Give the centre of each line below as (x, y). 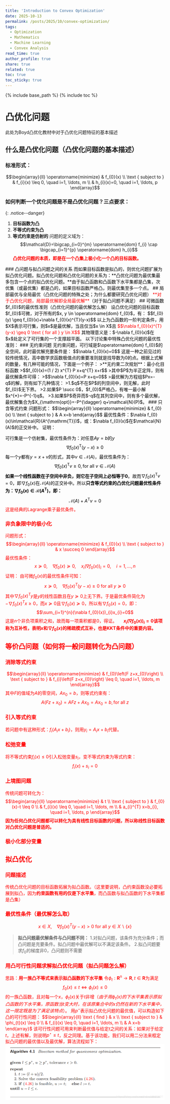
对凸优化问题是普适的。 (30, 827)
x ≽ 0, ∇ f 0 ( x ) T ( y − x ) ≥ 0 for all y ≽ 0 (85, 586)
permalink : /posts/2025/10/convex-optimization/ (57, 21)
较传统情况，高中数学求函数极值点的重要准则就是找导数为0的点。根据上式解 (84, 358)
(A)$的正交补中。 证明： (30, 427)
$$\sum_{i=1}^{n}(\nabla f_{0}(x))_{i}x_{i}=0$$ (85, 613)
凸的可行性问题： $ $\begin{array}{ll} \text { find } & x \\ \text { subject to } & (84, 1017)
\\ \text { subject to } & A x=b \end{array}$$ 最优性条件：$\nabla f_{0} (85, 414)
